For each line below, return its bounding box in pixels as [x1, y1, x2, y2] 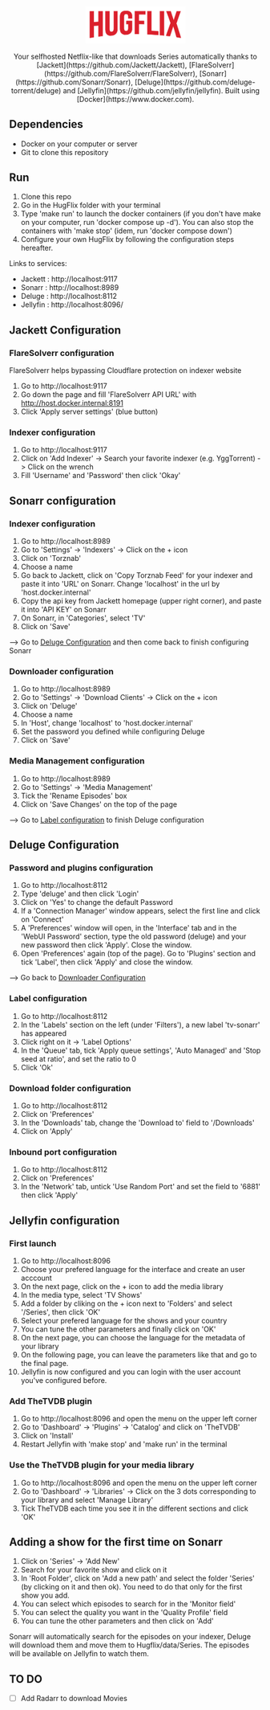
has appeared [20, 1028, 67, 1038]
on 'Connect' [20, 914, 64, 924]
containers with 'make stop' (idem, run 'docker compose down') [20, 226, 233, 235]
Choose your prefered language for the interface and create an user [20, 1264, 245, 1274]
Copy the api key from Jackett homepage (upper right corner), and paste [20, 596, 262, 606]
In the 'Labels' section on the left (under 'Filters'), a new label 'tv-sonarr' [20, 1020, 260, 1029]
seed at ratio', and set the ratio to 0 [20, 1053, 137, 1063]
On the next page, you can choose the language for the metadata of [20, 1332, 246, 1342]
